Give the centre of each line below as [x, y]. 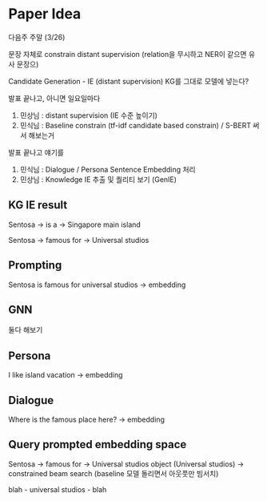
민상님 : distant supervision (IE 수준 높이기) [89, 115]
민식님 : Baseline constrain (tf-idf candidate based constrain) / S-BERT [135, 125]
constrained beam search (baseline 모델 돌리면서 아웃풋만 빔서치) [114, 473]
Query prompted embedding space [98, 444]
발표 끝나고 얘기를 [36, 152]
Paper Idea [45, 14]
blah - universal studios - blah [58, 489]
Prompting [35, 265]
